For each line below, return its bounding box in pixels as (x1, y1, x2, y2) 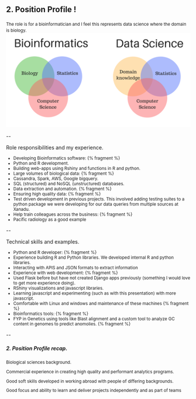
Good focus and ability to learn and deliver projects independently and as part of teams (6, 388, 182, 394)
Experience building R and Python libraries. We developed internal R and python (13, 255, 174, 261)
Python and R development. (13, 161, 69, 166)
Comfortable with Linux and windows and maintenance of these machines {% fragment (13, 301, 189, 307)
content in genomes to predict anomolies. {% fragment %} (13, 321, 131, 327)
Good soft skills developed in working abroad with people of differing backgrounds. (6, 378, 174, 384)
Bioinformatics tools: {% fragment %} (13, 311, 89, 317)
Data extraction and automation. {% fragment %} (13, 186, 112, 192)
